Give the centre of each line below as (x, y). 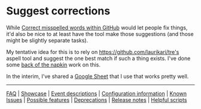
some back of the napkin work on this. (53, 65)
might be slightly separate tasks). (47, 40)
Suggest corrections (58, 11)
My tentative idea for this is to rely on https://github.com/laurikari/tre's (93, 52)
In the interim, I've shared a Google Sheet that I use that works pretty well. (98, 76)
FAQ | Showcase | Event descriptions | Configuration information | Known (97, 93)
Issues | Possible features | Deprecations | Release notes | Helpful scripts (97, 99)
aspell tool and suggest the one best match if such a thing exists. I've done (98, 58)
